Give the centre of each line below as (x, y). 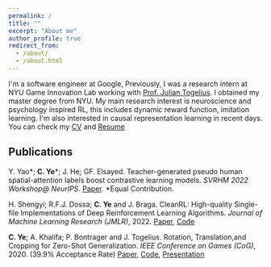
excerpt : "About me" (43, 31)
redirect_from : (34, 46)
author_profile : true (45, 38)
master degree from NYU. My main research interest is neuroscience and (130, 101)
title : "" (25, 23)
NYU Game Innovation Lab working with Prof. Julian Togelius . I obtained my (134, 92)
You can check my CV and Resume (67, 127)
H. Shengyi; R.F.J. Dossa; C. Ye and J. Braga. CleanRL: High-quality (120, 204)
